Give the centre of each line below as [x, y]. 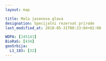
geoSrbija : [16, 46]
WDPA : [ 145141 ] [21, 37]
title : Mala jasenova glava [34, 19]
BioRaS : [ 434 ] [20, 42]
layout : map [17, 10]
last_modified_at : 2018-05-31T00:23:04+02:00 [53, 28]
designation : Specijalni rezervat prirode [50, 23]
